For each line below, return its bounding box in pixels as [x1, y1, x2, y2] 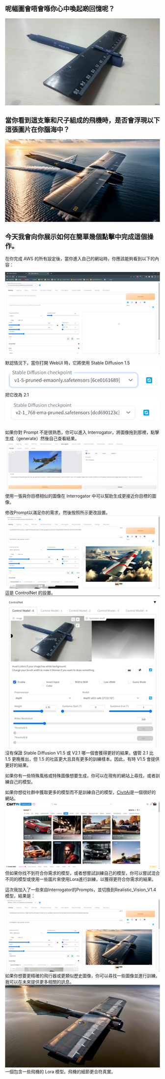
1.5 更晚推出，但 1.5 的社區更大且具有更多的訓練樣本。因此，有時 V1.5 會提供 [5, 756, 160, 762]
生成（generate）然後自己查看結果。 [5, 435, 80, 441]
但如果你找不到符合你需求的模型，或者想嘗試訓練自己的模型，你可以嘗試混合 [5, 870, 160, 876]
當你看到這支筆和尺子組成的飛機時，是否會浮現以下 [5, 116, 160, 124]
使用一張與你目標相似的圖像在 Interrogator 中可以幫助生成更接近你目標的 [5, 493, 152, 499]
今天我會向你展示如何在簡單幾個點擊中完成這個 [5, 233, 147, 241]
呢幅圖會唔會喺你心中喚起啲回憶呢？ [5, 4, 115, 13]
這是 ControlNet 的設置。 [5, 590, 55, 596]
